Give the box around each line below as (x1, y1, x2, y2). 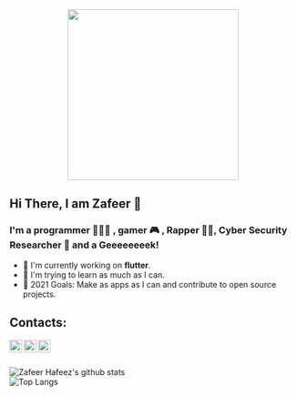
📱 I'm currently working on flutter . (22, 259, 151, 270)
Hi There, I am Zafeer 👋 (9, 196, 142, 212)
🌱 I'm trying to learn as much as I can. (22, 269, 166, 280)
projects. (22, 289, 56, 300)
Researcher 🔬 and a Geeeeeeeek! (9, 239, 159, 251)
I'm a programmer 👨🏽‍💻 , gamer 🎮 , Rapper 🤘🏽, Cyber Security (9, 224, 288, 237)
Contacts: (9, 315, 67, 330)
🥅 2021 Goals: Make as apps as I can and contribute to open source (22, 279, 277, 289)
